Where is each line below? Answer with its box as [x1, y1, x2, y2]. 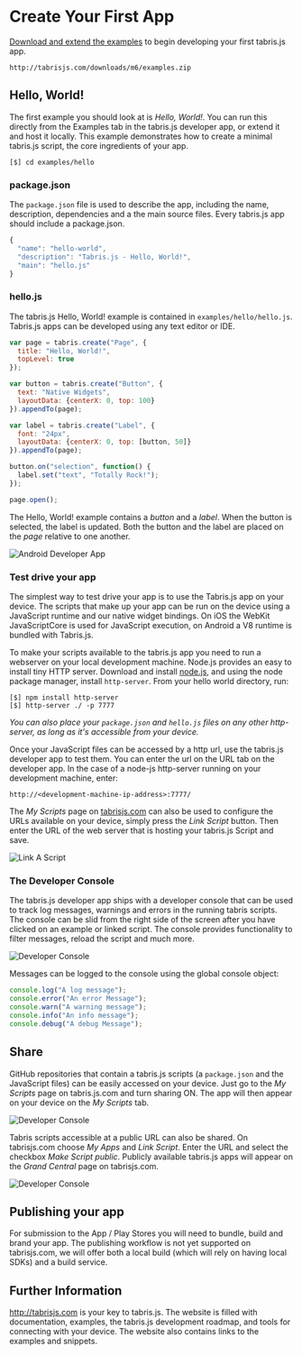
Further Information [9, 1283, 123, 1298]
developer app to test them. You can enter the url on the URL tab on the [9, 754, 275, 764]
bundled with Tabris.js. [9, 629, 94, 641]
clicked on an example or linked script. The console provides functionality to [9, 924, 293, 935]
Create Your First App [9, 6, 175, 27]
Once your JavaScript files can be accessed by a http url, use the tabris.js [9, 744, 284, 755]
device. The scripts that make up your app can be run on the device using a [9, 601, 290, 612]
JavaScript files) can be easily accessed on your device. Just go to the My [9, 1077, 287, 1088]
